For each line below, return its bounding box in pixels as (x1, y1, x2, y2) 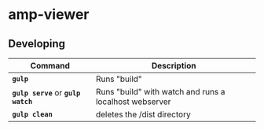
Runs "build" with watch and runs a (95, 87, 225, 97)
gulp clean (12, 110, 53, 119)
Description (151, 61, 196, 71)
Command (30, 61, 71, 71)
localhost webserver (95, 96, 171, 107)
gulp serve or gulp (12, 87, 81, 98)
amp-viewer (8, 6, 90, 24)
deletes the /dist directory (95, 109, 191, 120)
